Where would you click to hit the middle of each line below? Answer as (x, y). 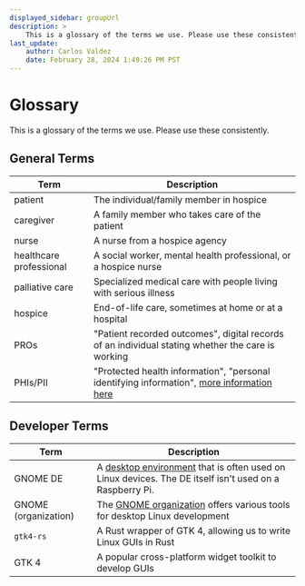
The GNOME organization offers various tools (193, 504)
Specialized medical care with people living (186, 281)
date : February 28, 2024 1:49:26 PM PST (103, 60)
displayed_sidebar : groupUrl (64, 18)
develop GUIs (125, 568)
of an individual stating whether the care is (184, 344)
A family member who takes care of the (177, 214)
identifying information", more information (183, 382)
